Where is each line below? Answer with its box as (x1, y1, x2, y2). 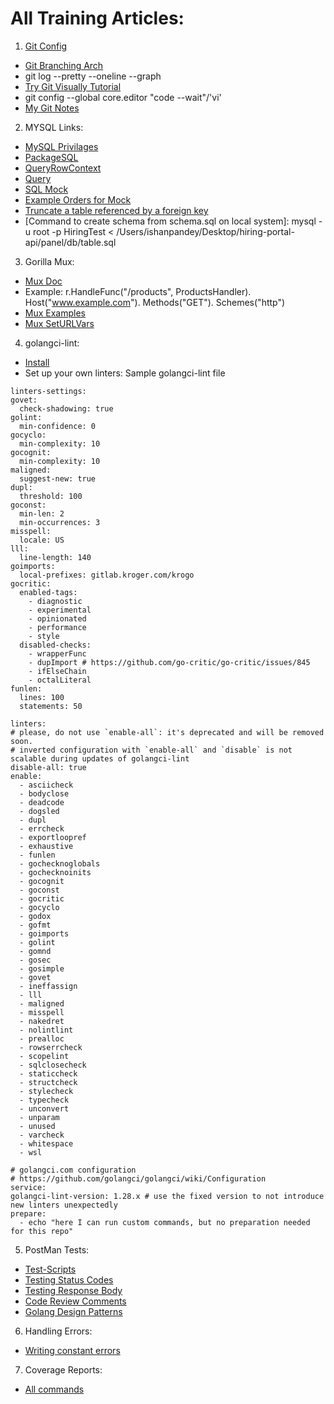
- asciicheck (19, 780, 74, 790)
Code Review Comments (24, 1295, 127, 1307)
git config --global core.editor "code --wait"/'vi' (24, 91, 222, 103)
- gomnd (19, 946, 52, 956)
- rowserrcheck (19, 1042, 83, 1052)
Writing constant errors (24, 1344, 121, 1356)
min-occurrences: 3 (19, 517, 101, 527)
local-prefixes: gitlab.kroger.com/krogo (19, 570, 195, 580)
